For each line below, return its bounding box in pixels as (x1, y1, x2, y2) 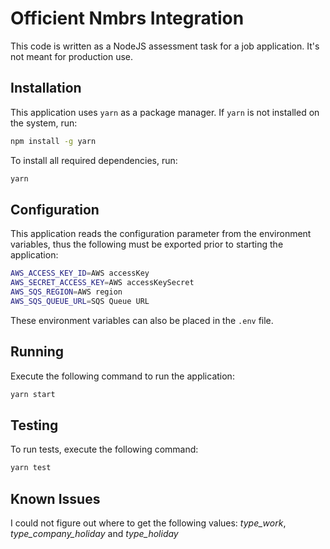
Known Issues (10, 490, 101, 507)
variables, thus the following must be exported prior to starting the (10, 238, 284, 251)
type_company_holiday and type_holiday (10, 528, 179, 539)
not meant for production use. (10, 50, 134, 62)
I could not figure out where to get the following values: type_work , (10, 517, 287, 529)
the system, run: (10, 117, 78, 129)
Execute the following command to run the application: (10, 370, 235, 382)
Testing (10, 417, 59, 434)
